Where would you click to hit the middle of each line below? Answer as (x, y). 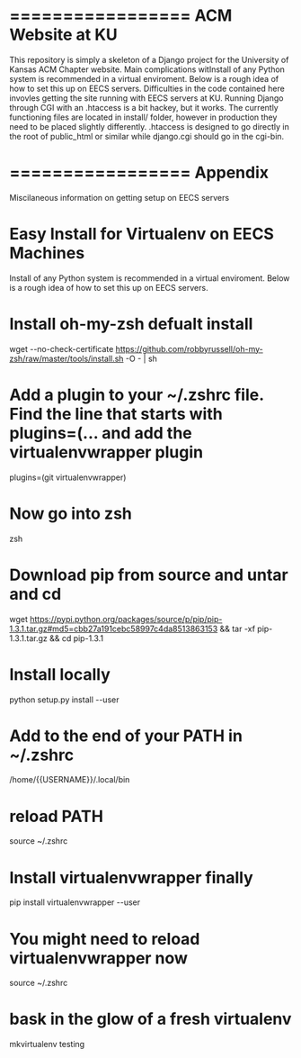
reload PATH (56, 816)
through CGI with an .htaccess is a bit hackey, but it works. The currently (144, 107)
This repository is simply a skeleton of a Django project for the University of (149, 59)
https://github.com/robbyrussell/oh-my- (189, 348)
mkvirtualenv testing (47, 1044)
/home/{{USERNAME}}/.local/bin (70, 780)
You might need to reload (105, 939)
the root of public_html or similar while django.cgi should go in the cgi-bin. (147, 136)
